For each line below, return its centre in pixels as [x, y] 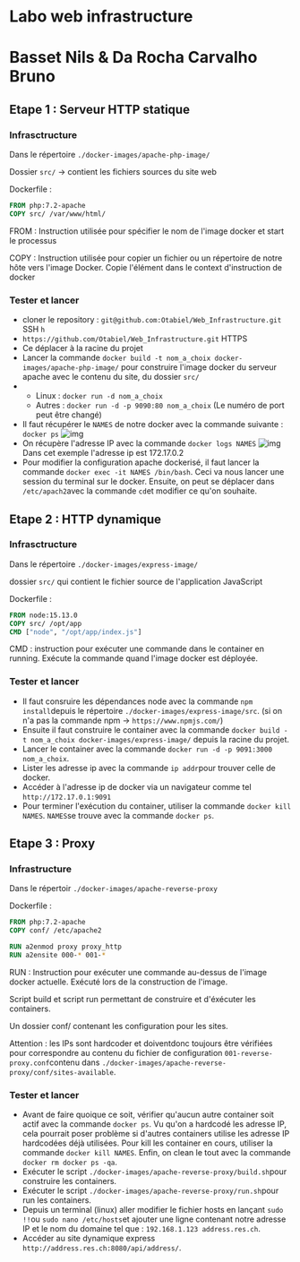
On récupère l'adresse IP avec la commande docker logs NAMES [139, 443]
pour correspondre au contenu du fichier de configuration [116, 1052]
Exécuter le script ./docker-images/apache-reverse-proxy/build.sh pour [154, 1172]
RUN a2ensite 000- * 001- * [57, 956]
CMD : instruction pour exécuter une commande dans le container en [137, 649]
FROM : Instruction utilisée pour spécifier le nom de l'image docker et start [147, 231]
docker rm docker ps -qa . [70, 1163]
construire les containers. [69, 1181]
